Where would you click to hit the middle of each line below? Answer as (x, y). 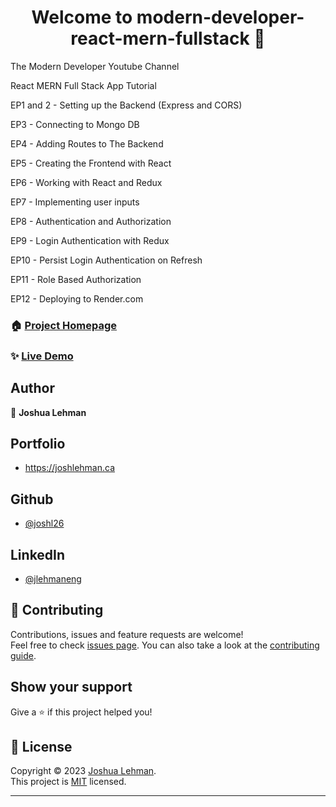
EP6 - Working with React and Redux (86, 182)
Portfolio (38, 443)
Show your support (71, 687)
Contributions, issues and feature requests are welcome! (127, 634)
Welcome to (82, 17)
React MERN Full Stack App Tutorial (83, 85)
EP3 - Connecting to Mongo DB (75, 124)
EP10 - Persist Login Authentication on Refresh (106, 260)
